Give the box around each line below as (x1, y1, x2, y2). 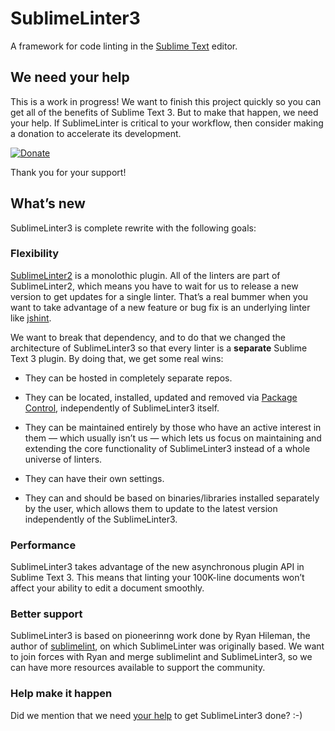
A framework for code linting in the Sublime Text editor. (10, 40, 238, 52)
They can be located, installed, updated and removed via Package (24, 391, 298, 403)
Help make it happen (10, 687, 113, 701)
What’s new (10, 195, 86, 212)
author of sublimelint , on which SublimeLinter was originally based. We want (10, 640, 325, 652)
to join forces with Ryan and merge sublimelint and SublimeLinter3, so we (10, 651, 313, 663)
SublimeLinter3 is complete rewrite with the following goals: (10, 222, 257, 234)
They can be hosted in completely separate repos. (24, 372, 233, 384)
